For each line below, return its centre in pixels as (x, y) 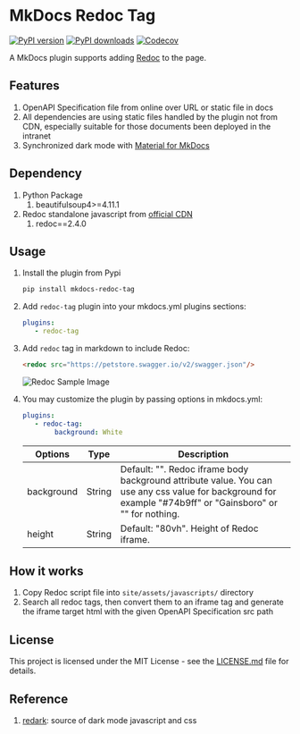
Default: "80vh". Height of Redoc (189, 528)
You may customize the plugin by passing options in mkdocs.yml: (142, 399)
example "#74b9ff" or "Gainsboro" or (199, 502)
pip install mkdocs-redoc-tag (79, 290)
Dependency (46, 174)
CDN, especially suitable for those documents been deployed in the (146, 126)
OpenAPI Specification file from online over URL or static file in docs (148, 107)
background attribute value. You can (196, 480)
